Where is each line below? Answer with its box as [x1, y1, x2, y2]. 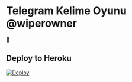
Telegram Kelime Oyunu [6, 4, 127, 18]
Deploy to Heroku [6, 53, 72, 63]
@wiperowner [6, 17, 77, 30]
